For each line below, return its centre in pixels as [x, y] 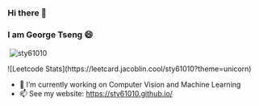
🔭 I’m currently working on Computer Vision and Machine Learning [130, 84]
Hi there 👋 [27, 13]
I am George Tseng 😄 [50, 34]
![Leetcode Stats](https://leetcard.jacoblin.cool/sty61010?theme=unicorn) [129, 69]
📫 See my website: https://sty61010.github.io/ [96, 93]
